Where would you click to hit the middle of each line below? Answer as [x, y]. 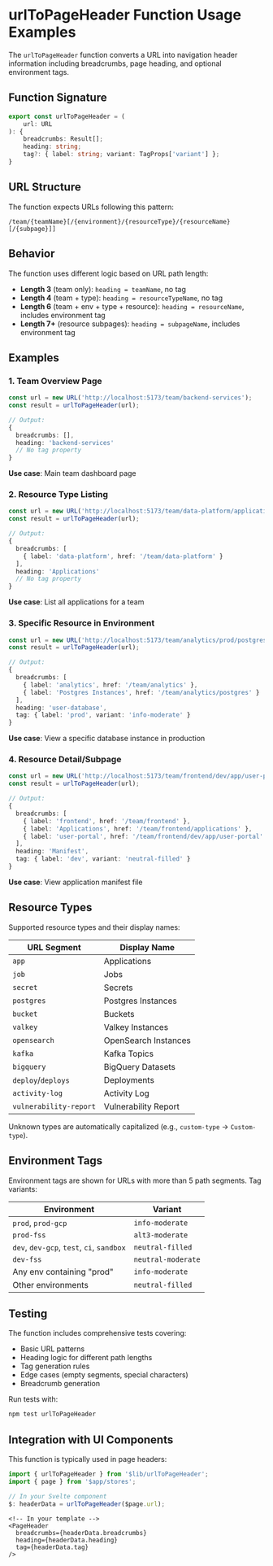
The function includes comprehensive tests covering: [97, 1333]
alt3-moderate [161, 1235]
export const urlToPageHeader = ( [67, 116]
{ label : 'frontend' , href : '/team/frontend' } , [107, 821]
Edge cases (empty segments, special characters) [104, 1375]
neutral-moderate [167, 1259]
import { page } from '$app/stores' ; [72, 1481]
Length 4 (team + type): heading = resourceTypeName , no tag [121, 298]
